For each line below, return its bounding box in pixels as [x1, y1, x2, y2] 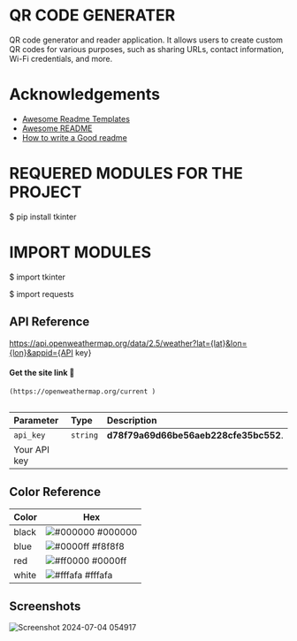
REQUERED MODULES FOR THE [9, 164, 243, 184]
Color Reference [9, 485, 102, 500]
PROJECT [9, 182, 82, 202]
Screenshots [9, 599, 81, 614]
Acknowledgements [9, 85, 161, 104]
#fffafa [84, 569, 113, 581]
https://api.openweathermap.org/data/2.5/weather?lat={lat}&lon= [9, 338, 247, 348]
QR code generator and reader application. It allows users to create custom [9, 34, 284, 45]
